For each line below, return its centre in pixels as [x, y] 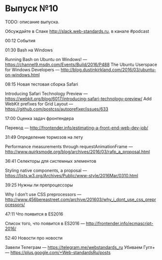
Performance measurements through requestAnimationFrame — [69, 146]
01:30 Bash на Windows [29, 50]
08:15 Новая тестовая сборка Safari [42, 84]
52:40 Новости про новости [34, 238]
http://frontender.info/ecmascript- [120, 223]
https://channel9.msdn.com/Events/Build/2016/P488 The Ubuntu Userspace [81, 64]
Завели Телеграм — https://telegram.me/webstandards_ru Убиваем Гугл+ [80, 247]
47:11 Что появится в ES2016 [34, 214]
